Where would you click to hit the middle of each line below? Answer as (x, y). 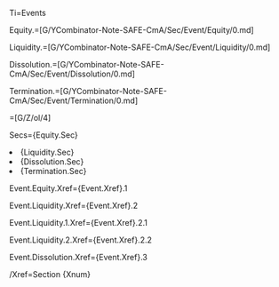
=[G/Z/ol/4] (30, 118)
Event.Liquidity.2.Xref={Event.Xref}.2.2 (81, 240)
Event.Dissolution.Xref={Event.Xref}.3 (79, 257)
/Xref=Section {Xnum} (50, 274)
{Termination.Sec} (54, 171)
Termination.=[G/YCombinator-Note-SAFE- (88, 91)
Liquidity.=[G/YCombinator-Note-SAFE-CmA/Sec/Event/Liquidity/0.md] (140, 47)
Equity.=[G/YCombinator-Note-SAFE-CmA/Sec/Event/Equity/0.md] (132, 30)
